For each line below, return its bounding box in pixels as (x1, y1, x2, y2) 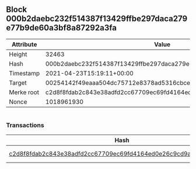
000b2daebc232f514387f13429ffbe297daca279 (6, 14, 188, 24)
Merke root (9, 88, 40, 96)
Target (9, 78, 27, 87)
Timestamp (9, 69, 40, 77)
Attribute (11, 40, 37, 49)
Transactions (6, 121, 45, 129)
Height (9, 50, 27, 58)
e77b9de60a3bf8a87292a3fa (6, 23, 117, 33)
